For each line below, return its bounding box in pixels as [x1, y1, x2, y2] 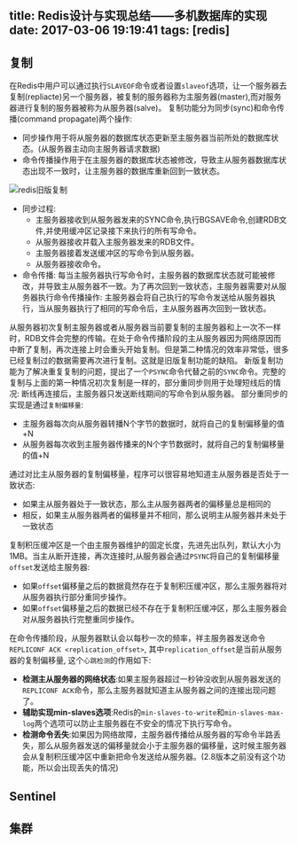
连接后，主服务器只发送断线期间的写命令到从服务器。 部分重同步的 [43, 388, 288, 399]
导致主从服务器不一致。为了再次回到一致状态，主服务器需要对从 [45, 281, 279, 292]
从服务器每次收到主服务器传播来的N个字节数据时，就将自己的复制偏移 [21, 439, 278, 449]
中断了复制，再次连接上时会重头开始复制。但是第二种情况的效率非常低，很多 [9, 344, 289, 355]
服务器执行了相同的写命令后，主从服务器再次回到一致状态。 [52, 303, 271, 314]
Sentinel [9, 788, 56, 804]
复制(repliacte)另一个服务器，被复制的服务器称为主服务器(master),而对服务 [9, 91, 282, 102]
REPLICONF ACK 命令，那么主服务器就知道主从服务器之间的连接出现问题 [21, 685, 277, 696]
